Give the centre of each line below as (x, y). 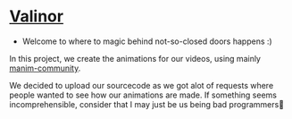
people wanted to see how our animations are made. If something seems (143, 95)
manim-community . (45, 68)
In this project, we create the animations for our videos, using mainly (135, 58)
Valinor (37, 17)
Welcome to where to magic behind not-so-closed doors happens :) (147, 41)
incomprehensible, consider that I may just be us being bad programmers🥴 (146, 104)
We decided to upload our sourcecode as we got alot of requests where (142, 85)
